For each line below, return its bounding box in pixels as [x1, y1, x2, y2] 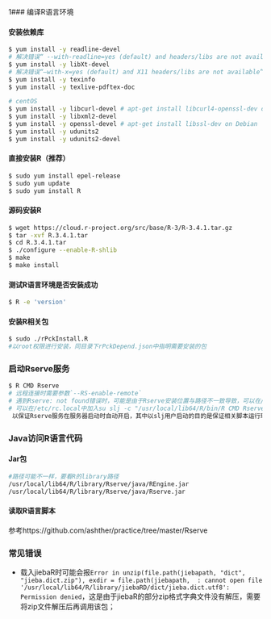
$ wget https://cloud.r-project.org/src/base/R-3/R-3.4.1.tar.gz [8, 224, 232, 232]
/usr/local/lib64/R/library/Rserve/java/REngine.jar [8, 479, 190, 488]
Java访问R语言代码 [8, 433, 83, 444]
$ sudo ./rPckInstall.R [8, 335, 89, 343]
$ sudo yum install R [8, 186, 81, 195]
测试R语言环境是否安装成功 [8, 279, 98, 289]
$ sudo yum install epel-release [8, 172, 121, 180]
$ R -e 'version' [8, 298, 67, 307]
